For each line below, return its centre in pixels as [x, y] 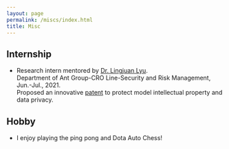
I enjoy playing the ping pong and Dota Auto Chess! [89, 138]
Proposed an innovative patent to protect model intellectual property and [119, 93]
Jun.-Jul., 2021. [39, 85]
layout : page [25, 13]
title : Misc [23, 26]
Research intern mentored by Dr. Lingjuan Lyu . [82, 71]
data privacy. [35, 100]
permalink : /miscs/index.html [50, 20]
